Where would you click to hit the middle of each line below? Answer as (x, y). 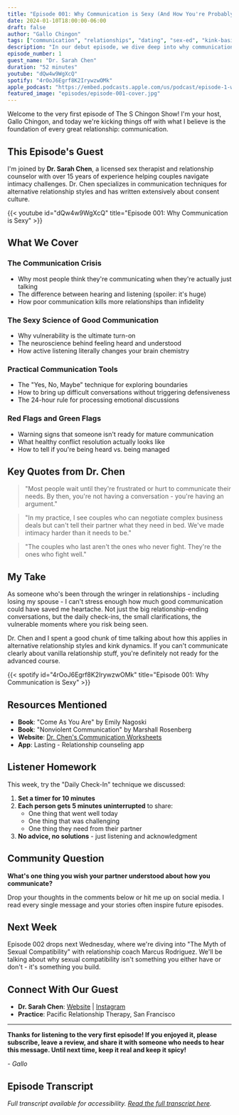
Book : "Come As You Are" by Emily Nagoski (82, 722)
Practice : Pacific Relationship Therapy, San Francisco (96, 1014)
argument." (41, 504)
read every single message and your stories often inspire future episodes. (116, 904)
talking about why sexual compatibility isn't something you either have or (114, 959)
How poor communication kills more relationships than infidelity (111, 301)
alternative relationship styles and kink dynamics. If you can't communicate (118, 646)
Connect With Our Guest (63, 989)
